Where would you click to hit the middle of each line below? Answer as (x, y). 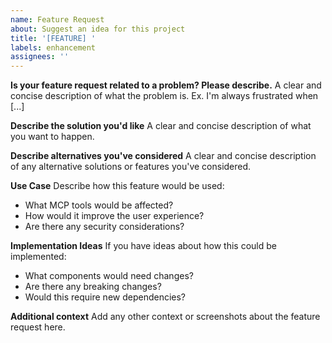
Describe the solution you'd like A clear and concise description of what (161, 126)
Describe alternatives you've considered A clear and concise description (163, 156)
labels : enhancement (53, 47)
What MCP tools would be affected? (99, 205)
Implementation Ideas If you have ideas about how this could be (143, 246)
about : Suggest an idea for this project (98, 29)
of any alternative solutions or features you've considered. (131, 167)
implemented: (38, 257)
